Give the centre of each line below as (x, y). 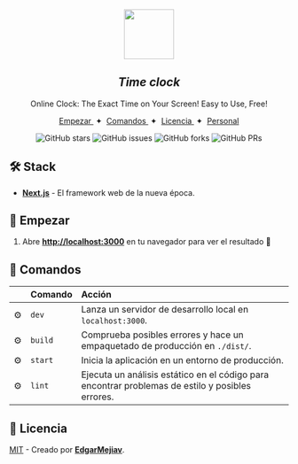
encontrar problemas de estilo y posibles (166, 386)
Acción (97, 295)
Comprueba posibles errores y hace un (162, 335)
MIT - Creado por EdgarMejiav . (67, 450)
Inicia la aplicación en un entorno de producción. (182, 360)
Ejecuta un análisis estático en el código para (175, 375)
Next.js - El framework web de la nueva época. (108, 192)
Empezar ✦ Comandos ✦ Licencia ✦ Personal (149, 120)
